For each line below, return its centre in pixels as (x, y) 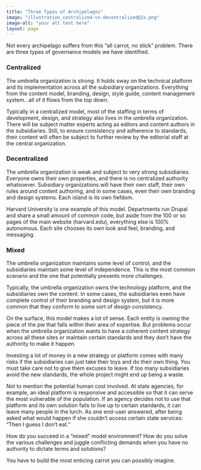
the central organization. (37, 143)
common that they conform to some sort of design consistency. (85, 307)
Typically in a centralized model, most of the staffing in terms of (85, 111)
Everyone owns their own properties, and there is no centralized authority (97, 178)
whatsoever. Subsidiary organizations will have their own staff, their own (95, 184)
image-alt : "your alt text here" (48, 23)
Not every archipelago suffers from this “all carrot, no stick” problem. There (100, 46)
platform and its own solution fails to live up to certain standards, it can (94, 405)
